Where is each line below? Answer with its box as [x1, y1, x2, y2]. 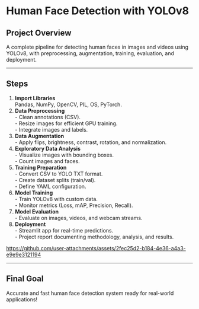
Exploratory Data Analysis [14, 145, 81, 152]
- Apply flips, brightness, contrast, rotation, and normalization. [14, 138, 167, 146]
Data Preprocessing [14, 107, 65, 114]
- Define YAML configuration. [14, 183, 86, 190]
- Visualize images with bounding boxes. [14, 151, 114, 158]
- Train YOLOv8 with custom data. [14, 195, 98, 202]
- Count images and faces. [14, 157, 80, 164]
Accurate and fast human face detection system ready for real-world [6, 289, 174, 297]
